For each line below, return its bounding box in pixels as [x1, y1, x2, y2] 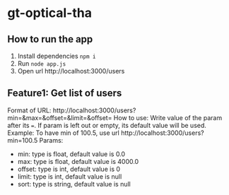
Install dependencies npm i [17, 52, 96, 60]
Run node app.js [17, 59, 66, 68]
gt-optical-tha [7, 5, 92, 21]
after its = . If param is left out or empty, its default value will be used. [7, 121, 207, 129]
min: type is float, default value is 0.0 [17, 150, 126, 158]
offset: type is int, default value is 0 [17, 165, 121, 173]
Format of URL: [7, 106, 52, 114]
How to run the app [7, 33, 93, 45]
